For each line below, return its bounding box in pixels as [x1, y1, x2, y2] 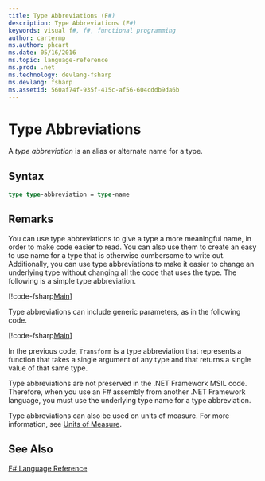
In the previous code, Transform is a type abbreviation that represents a [8, 346, 242, 355]
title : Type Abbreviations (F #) [8, 11, 115, 20]
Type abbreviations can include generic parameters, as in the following [8, 307, 241, 316]
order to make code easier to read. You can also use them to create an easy [8, 242, 257, 252]
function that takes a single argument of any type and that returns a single [8, 354, 251, 364]
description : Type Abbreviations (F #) [8, 19, 137, 27]
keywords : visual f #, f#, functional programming [8, 26, 177, 34]
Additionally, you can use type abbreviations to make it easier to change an [8, 259, 255, 268]
